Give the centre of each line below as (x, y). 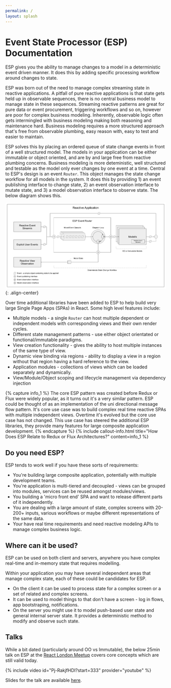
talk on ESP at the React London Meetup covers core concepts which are (82, 655)
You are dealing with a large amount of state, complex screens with (83, 508)
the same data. (28, 519)
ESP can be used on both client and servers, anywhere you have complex (83, 558)
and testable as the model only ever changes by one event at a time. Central (85, 168)
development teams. (34, 480)
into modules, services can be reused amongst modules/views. (79, 492)
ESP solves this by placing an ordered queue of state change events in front (85, 147)
